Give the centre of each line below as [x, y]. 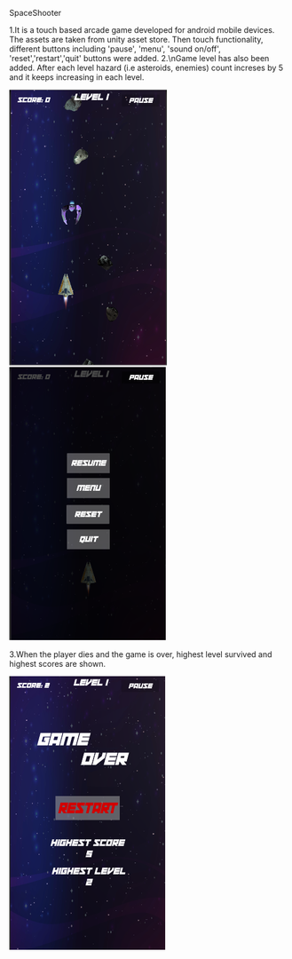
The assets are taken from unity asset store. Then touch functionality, [136, 40]
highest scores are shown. [58, 664]
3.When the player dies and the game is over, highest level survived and [141, 654]
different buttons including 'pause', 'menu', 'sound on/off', [115, 49]
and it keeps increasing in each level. [77, 77]
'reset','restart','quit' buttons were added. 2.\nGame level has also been [139, 58]
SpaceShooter [36, 13]
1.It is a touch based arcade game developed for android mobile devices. [142, 30]
